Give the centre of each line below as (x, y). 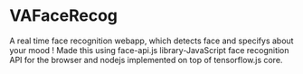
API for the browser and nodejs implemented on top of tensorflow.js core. (146, 60)
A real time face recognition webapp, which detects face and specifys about (151, 41)
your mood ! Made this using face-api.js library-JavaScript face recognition (149, 50)
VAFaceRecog (64, 16)
